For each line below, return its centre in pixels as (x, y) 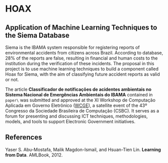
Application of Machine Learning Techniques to (81, 28)
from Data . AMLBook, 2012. (34, 155)
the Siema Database (37, 35)
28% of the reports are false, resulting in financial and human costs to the (81, 58)
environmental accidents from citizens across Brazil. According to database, (84, 53)
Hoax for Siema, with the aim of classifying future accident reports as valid (82, 74)
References (24, 138)
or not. (12, 79)
